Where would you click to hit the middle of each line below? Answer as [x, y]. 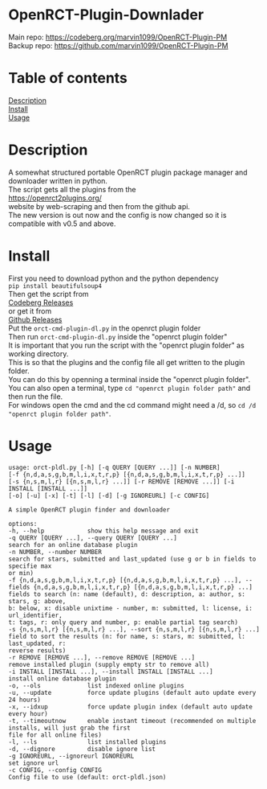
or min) [21, 573]
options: [23, 524]
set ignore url [34, 763]
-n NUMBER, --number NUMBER [55, 552]
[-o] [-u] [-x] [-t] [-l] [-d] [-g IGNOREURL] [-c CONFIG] [109, 495]
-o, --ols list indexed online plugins [96, 685]
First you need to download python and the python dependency [113, 278]
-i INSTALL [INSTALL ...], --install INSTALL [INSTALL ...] [111, 672]
